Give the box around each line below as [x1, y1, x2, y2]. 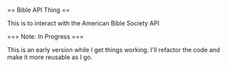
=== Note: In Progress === [7, 32, 84, 41]
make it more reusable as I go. [7, 53, 93, 61]
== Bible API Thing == [7, 6, 70, 14]
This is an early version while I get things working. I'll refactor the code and [7, 46, 220, 54]
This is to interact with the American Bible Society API [7, 19, 160, 27]
